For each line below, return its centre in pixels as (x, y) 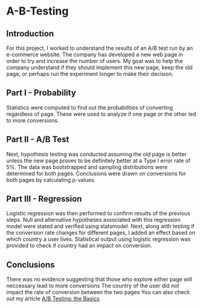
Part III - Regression (44, 199)
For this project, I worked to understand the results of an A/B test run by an (100, 48)
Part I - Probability (41, 93)
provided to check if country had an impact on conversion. (79, 246)
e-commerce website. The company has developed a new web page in (95, 55)
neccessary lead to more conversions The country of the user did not (93, 286)
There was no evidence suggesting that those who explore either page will (99, 280)
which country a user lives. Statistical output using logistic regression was (99, 239)
